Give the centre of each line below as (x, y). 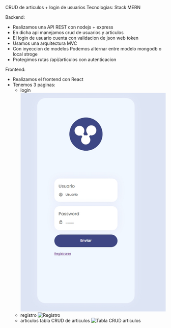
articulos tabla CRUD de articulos (55, 321)
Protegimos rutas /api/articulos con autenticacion (64, 60)
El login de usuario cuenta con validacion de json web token (76, 38)
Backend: (15, 17)
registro (28, 315)
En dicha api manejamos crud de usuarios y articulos (68, 32)
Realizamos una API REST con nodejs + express (63, 27)
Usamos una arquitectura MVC (45, 43)
